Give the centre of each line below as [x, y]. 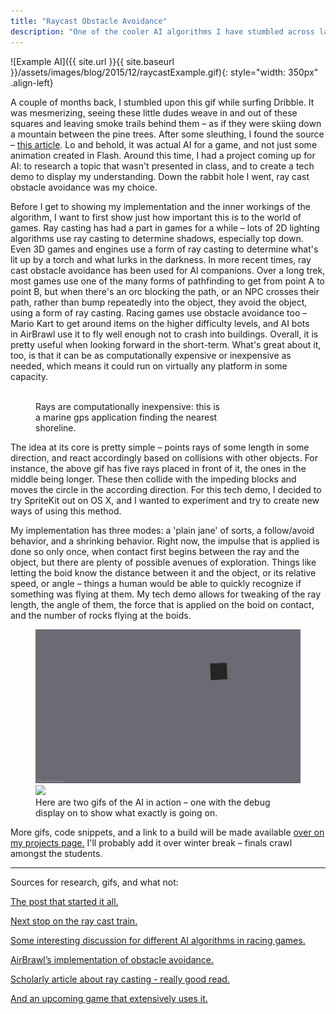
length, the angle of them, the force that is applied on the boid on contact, [162, 604]
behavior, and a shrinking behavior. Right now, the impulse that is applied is [165, 541]
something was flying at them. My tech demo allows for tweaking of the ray [166, 594]
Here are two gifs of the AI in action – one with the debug [153, 802]
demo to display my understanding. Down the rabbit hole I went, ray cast [160, 176]
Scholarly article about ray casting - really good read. [120, 979]
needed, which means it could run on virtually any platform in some [149, 366]
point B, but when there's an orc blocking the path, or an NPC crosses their [165, 291]
